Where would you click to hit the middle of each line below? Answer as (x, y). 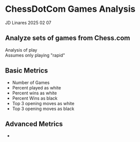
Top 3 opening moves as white (43, 103)
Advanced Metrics (34, 124)
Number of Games (31, 83)
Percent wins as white (35, 93)
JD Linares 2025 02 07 (28, 23)
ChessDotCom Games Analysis (70, 9)
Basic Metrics (27, 71)
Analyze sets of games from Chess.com (68, 38)
